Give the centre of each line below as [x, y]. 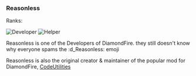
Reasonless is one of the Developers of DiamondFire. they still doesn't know [98, 43]
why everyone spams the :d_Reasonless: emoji [62, 49]
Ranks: [14, 21]
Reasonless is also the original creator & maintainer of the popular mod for [96, 61]
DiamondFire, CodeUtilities [38, 67]
